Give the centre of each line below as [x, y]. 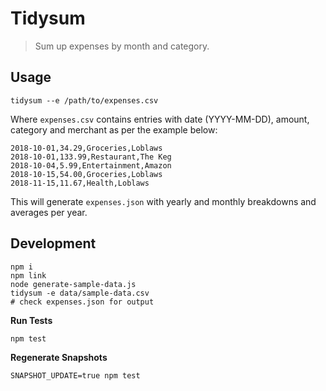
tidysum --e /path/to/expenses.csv [84, 100]
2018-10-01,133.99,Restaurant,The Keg [91, 157]
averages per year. [49, 212]
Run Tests [31, 320]
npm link [28, 275]
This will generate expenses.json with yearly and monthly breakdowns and [163, 201]
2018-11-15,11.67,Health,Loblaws [80, 183]
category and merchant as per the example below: [114, 129]
